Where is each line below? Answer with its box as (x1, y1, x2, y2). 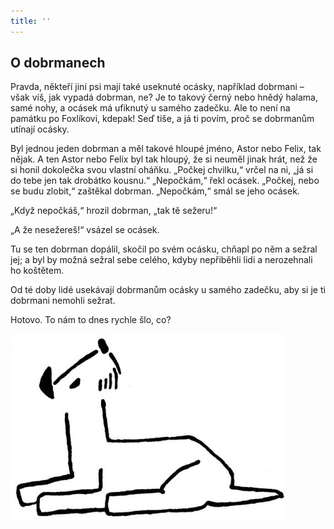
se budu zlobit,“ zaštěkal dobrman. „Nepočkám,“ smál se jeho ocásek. (10, 185, 300, 197)
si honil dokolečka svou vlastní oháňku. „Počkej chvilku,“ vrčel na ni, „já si (10, 164, 314, 176)
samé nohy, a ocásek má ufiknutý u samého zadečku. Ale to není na (10, 102, 291, 114)
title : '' (10, 16, 52, 26)
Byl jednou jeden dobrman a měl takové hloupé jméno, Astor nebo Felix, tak (10, 143, 322, 155)
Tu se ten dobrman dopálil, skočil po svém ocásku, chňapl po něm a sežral (10, 243, 318, 255)
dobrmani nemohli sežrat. (10, 295, 116, 307)
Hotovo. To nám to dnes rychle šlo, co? (10, 314, 172, 326)
